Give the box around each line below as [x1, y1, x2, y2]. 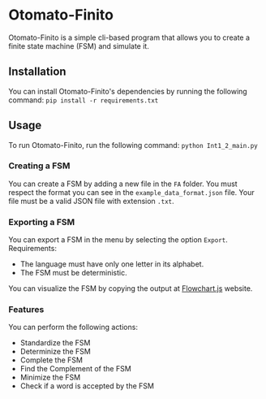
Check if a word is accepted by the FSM [19, 381, 154, 391]
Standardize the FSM [19, 338, 91, 348]
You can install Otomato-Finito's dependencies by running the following [8, 86, 247, 96]
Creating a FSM [8, 160, 71, 171]
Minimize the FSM [19, 372, 81, 383]
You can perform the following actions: [8, 323, 138, 332]
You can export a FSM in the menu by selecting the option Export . [8, 235, 229, 245]
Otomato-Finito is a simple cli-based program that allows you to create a [8, 33, 250, 42]
